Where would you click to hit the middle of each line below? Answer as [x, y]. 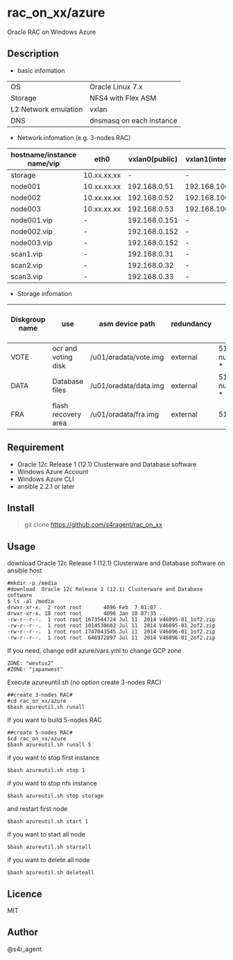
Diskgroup [28, 319]
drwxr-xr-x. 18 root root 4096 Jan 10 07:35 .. [87, 614]
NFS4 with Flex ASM [123, 98]
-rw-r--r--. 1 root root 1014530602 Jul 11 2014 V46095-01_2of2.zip [111, 626]
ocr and [64, 348]
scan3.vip [27, 277]
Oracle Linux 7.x [116, 87]
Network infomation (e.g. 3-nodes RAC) [74, 137]
